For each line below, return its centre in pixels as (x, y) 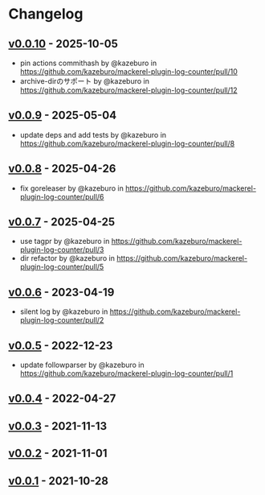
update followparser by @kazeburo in (82, 365)
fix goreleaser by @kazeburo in (72, 188)
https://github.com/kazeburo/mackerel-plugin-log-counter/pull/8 (127, 143)
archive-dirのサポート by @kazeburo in (85, 81)
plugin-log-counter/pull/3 (62, 250)
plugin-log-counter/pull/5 (62, 267)
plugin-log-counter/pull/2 (62, 320)
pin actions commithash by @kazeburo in (88, 63)
